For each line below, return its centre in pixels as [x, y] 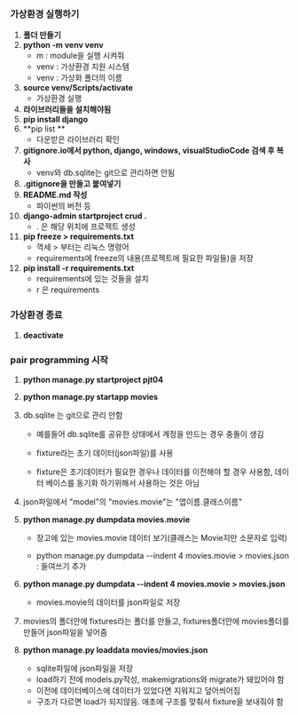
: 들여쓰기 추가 [61, 566]
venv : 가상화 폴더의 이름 [79, 78]
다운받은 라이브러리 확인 [78, 139]
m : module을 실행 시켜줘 [80, 56]
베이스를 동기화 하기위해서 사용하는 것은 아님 [123, 482]
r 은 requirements [68, 290]
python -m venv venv [63, 45]
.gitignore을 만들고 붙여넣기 [72, 184]
